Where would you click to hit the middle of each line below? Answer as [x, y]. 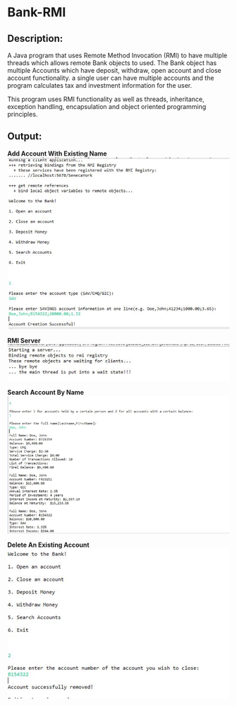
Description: [35, 39]
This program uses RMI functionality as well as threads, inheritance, [106, 99]
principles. [23, 114]
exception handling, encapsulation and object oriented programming [107, 106]
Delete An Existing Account [48, 545]
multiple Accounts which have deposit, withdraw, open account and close [114, 70]
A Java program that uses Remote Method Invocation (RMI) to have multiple [117, 55]
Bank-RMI [37, 12]
